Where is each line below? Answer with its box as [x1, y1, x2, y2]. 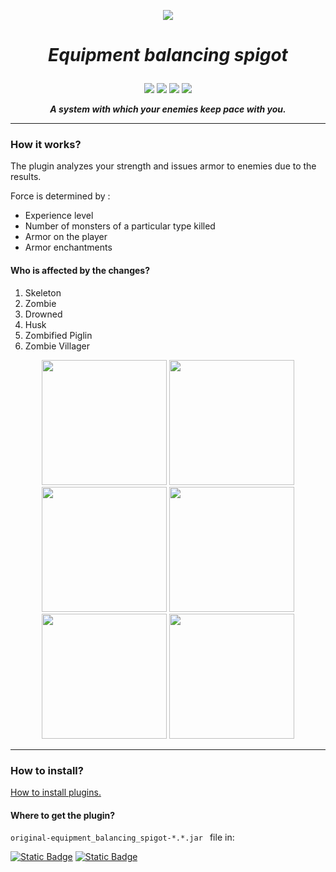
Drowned [24, 308, 63, 320]
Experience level [24, 210, 94, 222]
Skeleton [24, 286, 62, 299]
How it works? [10, 138, 82, 152]
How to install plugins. [10, 786, 102, 798]
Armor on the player [24, 231, 108, 243]
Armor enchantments [24, 241, 113, 254]
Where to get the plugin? [10, 809, 116, 821]
